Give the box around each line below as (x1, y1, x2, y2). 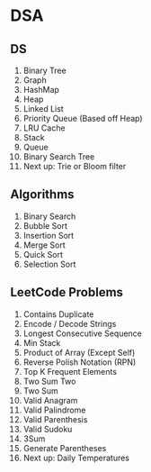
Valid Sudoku (22, 423, 73, 434)
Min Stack (22, 337, 61, 348)
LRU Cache (22, 123, 66, 133)
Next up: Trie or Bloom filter (22, 161, 127, 171)
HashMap (22, 85, 59, 95)
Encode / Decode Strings (22, 318, 117, 329)
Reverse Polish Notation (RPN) (22, 357, 137, 368)
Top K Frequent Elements (22, 366, 118, 377)
